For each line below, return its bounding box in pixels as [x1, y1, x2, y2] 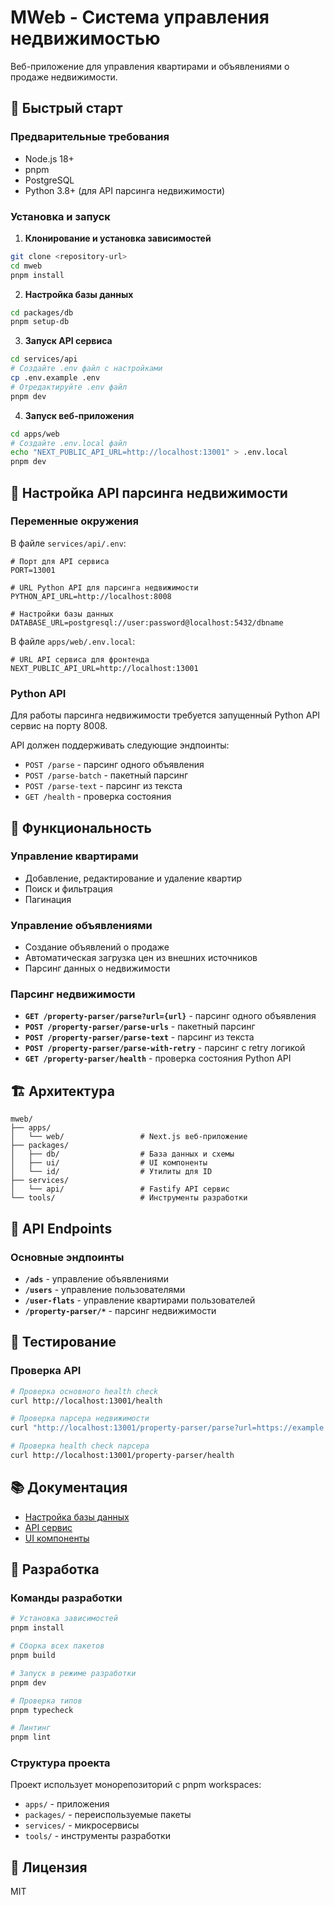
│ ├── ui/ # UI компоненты [10, 1158, 208, 1168]
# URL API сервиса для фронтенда [10, 654, 150, 665]
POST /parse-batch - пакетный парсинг [24, 769, 189, 781]
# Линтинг [10, 1723, 52, 1733]
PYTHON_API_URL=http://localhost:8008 [10, 591, 172, 601]
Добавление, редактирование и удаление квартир [24, 872, 242, 884]
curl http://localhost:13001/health [10, 1396, 163, 1406]
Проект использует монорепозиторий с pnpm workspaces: [10, 1779, 262, 1791]
